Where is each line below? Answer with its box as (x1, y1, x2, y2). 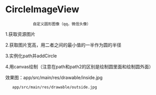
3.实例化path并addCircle (5, 53, 57, 59)
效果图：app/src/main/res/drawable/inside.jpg (5, 74, 103, 80)
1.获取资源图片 (5, 31, 36, 37)
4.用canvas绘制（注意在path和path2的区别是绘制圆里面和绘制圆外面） (5, 63, 154, 69)
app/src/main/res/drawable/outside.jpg (12, 84, 97, 90)
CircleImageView (5, 4, 79, 15)
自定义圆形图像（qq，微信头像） (32, 21, 91, 27)
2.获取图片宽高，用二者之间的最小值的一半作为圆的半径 (5, 42, 122, 48)
